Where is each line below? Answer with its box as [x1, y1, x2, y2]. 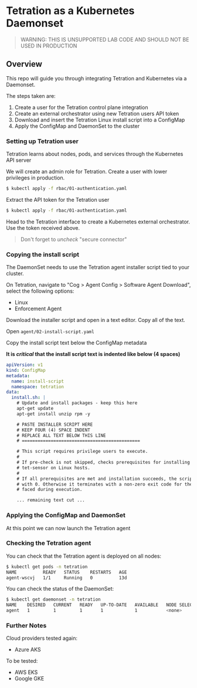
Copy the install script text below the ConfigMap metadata [6, 339, 147, 347]
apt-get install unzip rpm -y [16, 411, 91, 417]
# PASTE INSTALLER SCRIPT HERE [16, 421, 93, 428]
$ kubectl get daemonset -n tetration [6, 597, 101, 602]
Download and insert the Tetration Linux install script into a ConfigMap [14, 116, 185, 123]
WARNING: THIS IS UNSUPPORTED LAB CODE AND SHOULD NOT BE [20, 36, 189, 43]
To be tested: [6, 658, 38, 665]
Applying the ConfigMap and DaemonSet [6, 511, 126, 520]
